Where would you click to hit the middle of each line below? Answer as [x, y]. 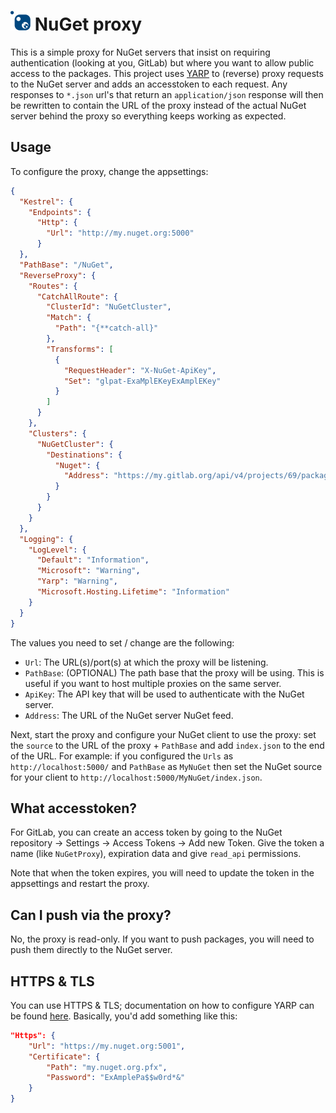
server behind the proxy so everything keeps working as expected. [148, 116]
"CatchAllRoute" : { [77, 296]
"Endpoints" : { [60, 212]
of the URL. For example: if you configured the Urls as [122, 756]
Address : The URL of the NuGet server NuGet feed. [129, 715]
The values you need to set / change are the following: [122, 642]
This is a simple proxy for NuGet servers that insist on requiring [140, 52]
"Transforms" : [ [80, 349]
